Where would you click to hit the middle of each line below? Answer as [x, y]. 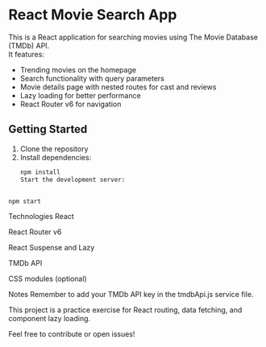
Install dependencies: [56, 157]
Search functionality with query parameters [92, 78]
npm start [25, 201]
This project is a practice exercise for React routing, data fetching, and [125, 310]
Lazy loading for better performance [80, 95]
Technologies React [41, 217]
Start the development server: [73, 180]
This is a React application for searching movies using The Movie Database [133, 37]
